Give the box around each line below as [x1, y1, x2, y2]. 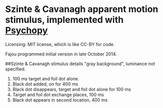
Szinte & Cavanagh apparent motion [5, 3, 158, 15]
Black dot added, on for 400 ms [12, 81, 79, 87]
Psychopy [5, 25, 48, 36]
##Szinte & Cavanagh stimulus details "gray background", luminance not [5, 60, 155, 66]
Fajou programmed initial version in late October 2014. [5, 51, 117, 57]
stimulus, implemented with [5, 14, 124, 25]
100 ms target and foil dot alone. [12, 75, 79, 81]
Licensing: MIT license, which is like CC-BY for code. [5, 41, 115, 47]
